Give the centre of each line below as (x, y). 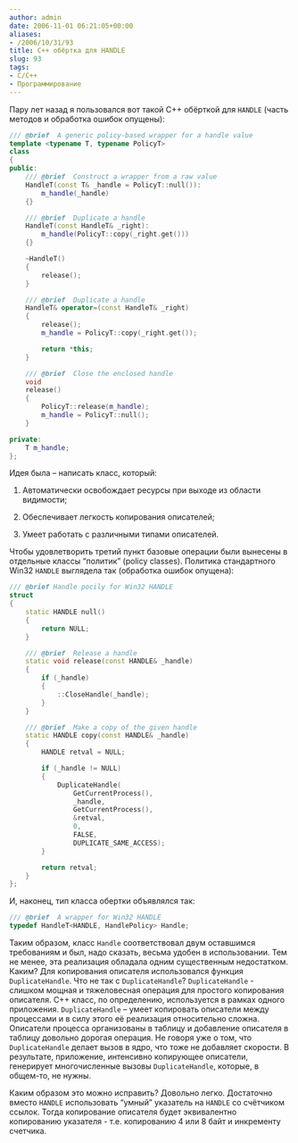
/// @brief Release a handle (82, 653)
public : (24, 169)
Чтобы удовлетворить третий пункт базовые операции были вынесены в (149, 552)
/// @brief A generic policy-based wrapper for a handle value (131, 135)
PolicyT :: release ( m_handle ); (95, 407)
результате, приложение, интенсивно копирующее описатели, (128, 1056)
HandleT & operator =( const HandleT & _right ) (108, 308)
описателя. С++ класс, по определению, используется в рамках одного (147, 1000)
